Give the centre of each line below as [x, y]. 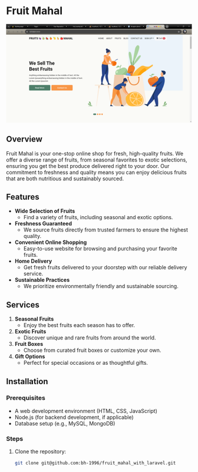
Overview [24, 139]
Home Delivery [33, 261]
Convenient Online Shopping [51, 242]
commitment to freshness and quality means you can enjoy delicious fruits [96, 172]
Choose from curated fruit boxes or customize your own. [92, 350]
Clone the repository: [40, 451]
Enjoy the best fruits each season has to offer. [79, 325]
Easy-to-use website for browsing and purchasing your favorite [100, 249]
